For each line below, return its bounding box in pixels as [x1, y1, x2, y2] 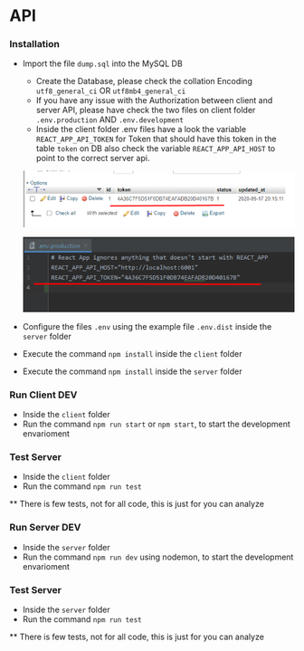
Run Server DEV [9, 522, 81, 534]
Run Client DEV [9, 388, 78, 401]
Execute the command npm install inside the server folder [22, 366, 242, 377]
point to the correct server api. [35, 153, 150, 164]
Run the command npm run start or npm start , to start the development [22, 418, 291, 430]
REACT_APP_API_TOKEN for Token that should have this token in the [35, 133, 277, 145]
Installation [9, 38, 61, 51]
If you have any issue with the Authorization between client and [35, 95, 273, 106]
